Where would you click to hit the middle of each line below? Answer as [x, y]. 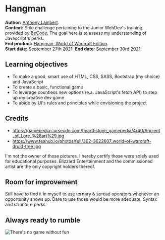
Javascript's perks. [25, 38]
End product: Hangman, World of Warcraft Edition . [57, 43]
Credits [17, 119]
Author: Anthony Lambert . [32, 22]
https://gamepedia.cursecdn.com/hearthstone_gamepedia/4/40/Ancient [86, 130]
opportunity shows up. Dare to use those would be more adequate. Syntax [81, 199]
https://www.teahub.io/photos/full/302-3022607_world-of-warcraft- [82, 141]
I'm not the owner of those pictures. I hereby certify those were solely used [82, 156]
